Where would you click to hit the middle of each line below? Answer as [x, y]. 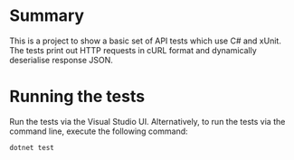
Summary [47, 16]
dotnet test [32, 147]
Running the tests [77, 97]
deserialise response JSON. [61, 60]
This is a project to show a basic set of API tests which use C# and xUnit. [146, 41]
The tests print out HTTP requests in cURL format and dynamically [133, 50]
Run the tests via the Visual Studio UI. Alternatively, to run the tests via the [147, 121]
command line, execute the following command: [99, 131]
